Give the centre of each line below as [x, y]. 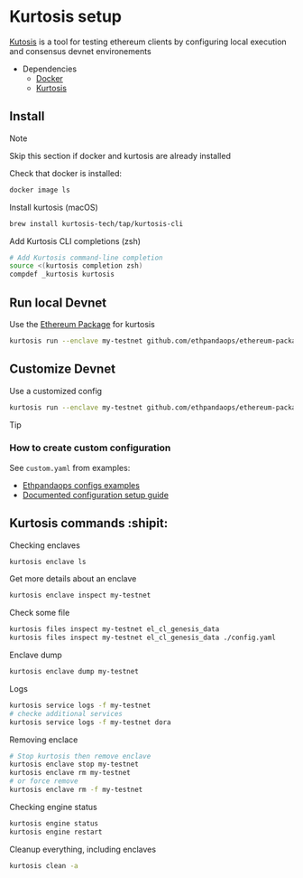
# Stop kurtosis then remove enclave [80, 756]
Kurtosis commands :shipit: [89, 523]
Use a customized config [55, 391]
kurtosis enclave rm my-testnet [70, 773]
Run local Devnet [58, 302]
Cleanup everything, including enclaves [83, 849]
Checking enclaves [45, 545]
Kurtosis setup [66, 17]
